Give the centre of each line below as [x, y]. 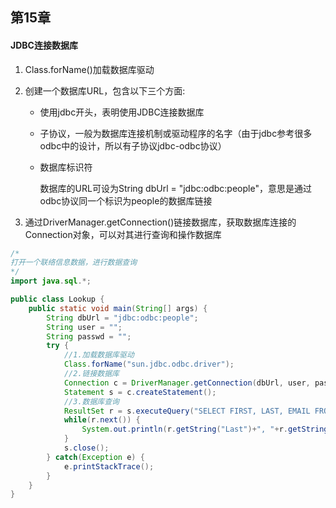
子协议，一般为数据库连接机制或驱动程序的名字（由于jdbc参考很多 [176, 133]
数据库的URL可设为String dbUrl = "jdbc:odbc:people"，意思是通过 [175, 188]
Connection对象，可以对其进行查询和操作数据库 [123, 234]
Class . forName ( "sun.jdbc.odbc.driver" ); [149, 364]
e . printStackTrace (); [109, 466]
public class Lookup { [57, 299]
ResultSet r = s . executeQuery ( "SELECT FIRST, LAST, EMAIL [187, 411]
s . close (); [86, 448]
